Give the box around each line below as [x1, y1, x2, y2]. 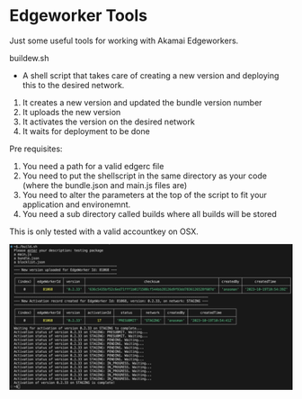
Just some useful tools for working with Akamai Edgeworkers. [9, 35, 239, 46]
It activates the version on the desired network [22, 116, 195, 127]
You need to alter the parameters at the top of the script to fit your [22, 189, 268, 200]
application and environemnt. [22, 199, 131, 210]
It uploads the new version [22, 106, 121, 117]
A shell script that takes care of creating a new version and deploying [22, 69, 280, 81]
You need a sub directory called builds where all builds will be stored [22, 208, 277, 219]
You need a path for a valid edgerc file [22, 160, 164, 171]
